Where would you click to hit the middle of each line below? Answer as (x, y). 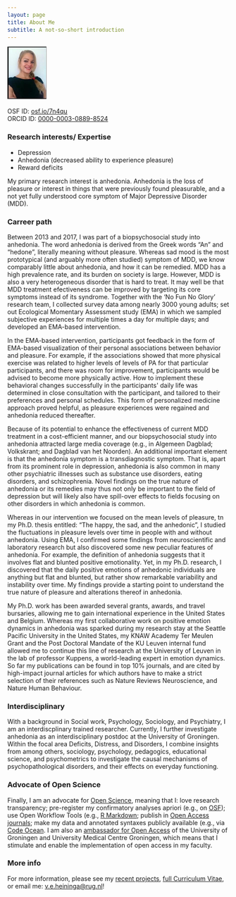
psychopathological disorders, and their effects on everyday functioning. (113, 767)
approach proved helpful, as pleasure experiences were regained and (108, 408)
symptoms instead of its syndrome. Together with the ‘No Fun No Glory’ (112, 296)
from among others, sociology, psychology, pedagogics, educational (107, 752)
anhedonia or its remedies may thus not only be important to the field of (112, 489)
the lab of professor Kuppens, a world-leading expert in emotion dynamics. (116, 658)
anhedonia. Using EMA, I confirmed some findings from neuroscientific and (117, 539)
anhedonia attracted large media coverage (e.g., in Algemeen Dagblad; (110, 444)
